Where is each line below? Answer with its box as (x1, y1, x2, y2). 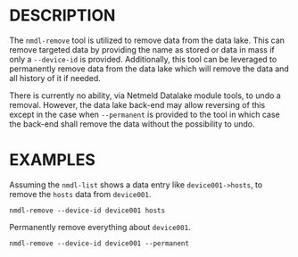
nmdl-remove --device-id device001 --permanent (9, 238, 190, 248)
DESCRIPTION (9, 5, 116, 26)
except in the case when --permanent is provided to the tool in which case (9, 109, 280, 120)
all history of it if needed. (9, 72, 101, 83)
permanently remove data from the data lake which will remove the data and (9, 63, 290, 74)
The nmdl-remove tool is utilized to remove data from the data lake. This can (9, 35, 286, 46)
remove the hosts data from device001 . (9, 188, 152, 199)
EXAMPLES (9, 150, 95, 170)
